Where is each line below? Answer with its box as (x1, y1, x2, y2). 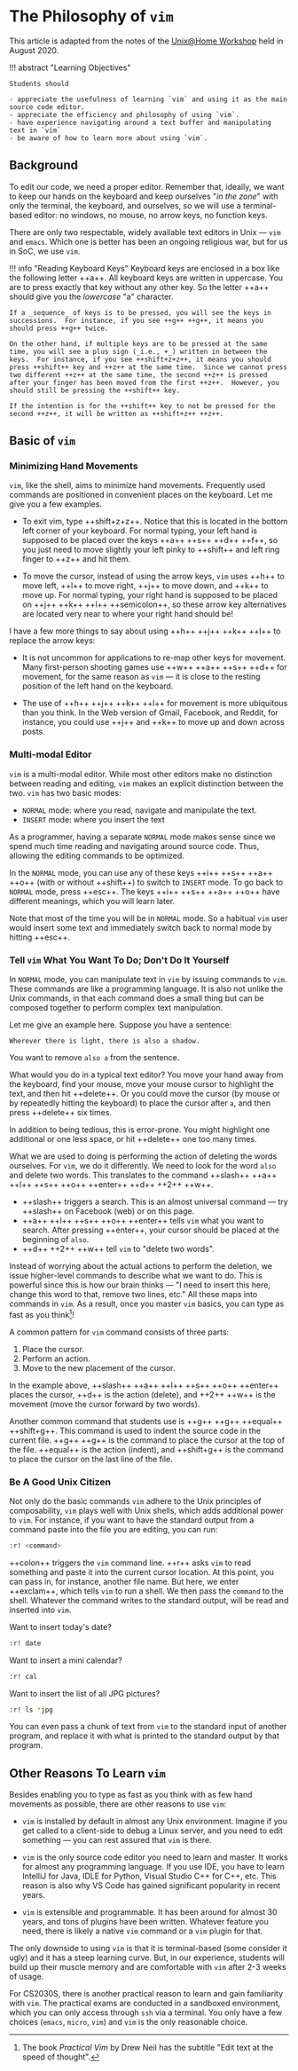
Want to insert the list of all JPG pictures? (9, 1688, 161, 1698)
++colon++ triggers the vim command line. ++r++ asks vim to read (9, 1557, 251, 1568)
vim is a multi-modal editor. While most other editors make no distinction (9, 768, 273, 779)
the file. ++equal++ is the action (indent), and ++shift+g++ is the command (9, 1444, 284, 1454)
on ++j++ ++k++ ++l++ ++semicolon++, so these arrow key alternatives (21, 599, 286, 610)
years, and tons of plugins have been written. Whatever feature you (21, 1917, 269, 1927)
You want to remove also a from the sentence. (9, 1052, 180, 1063)
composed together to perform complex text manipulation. (9, 1003, 223, 1013)
